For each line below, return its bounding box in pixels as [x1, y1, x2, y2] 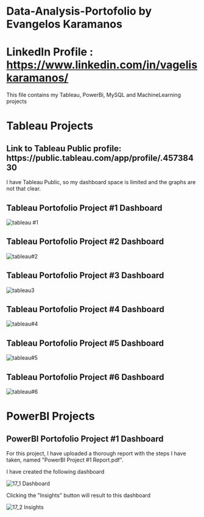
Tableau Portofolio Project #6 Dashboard [6, 372, 164, 382]
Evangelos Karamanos [6, 17, 123, 31]
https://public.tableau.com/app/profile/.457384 [6, 152, 194, 163]
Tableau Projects [6, 119, 93, 133]
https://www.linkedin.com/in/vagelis [6, 58, 198, 72]
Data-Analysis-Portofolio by [6, 4, 152, 18]
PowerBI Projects [6, 410, 96, 423]
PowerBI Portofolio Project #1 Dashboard [6, 433, 164, 444]
